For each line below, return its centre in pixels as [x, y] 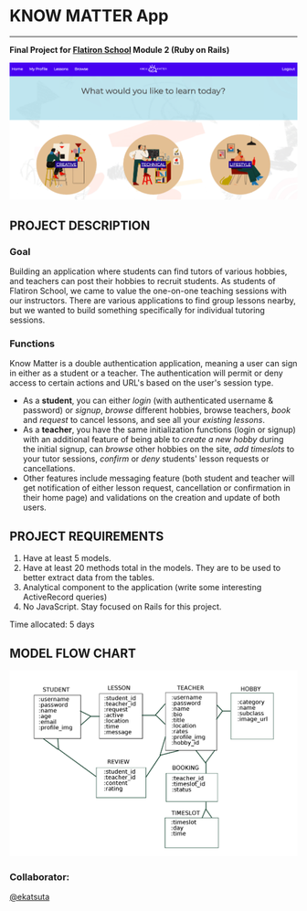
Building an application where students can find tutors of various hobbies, [148, 271]
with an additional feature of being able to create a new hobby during [153, 440]
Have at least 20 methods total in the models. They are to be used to [152, 568]
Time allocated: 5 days [52, 625]
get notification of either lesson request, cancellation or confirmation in [156, 488]
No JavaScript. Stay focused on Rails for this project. [122, 607]
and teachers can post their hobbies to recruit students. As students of [143, 281]
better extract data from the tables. [89, 577]
